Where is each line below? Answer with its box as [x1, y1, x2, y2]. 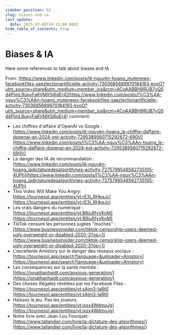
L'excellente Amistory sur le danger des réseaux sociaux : [12, 248, 134, 254]
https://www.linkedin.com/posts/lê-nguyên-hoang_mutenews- [20, 75, 151, 82]
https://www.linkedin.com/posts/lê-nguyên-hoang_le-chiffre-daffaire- [14, 129, 161, 135]
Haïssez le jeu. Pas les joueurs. [12, 297, 78, 303]
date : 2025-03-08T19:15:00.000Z [10, 21, 79, 27]
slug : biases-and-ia [5, 12, 49, 17]
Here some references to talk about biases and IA [5, 65, 109, 71]
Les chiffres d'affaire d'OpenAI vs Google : [12, 123, 103, 129]
